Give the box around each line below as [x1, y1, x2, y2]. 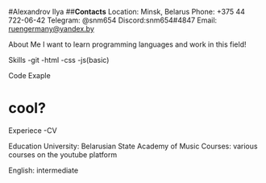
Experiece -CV [8, 125, 58, 135]
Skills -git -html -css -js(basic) [8, 56, 110, 64]
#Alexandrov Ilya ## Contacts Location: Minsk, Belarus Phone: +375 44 [8, 7, 246, 16]
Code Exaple [8, 71, 51, 80]
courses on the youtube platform [8, 149, 118, 160]
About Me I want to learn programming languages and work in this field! [8, 40, 247, 49]
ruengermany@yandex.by [8, 24, 94, 33]
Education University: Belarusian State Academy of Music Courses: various [8, 141, 258, 151]
